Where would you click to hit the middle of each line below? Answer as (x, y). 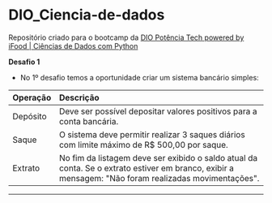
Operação (32, 97)
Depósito (30, 116)
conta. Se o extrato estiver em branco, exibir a (147, 168)
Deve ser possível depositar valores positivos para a (158, 111)
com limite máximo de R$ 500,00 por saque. (144, 145)
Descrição (79, 97)
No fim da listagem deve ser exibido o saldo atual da (158, 158)
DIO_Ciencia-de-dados (87, 15)
